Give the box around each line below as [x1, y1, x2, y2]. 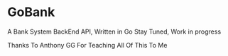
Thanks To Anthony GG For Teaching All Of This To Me [7, 41, 168, 49]
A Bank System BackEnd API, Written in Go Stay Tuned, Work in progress [7, 27, 222, 36]
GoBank [7, 4, 55, 20]
